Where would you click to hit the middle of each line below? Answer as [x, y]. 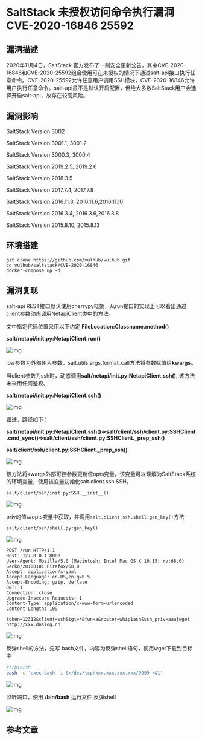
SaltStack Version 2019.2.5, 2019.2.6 [52, 166]
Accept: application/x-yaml [42, 572]
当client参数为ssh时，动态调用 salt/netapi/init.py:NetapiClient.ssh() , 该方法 [101, 376]
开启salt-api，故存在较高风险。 [50, 95]
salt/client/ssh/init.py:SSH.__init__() [58, 493]
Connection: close [29, 593]
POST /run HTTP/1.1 [31, 551]
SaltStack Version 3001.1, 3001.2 [46, 143]
